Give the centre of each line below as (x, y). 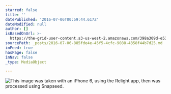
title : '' (16, 15)
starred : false (21, 10)
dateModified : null (26, 24)
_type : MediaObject (26, 62)
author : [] (17, 29)
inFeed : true (19, 48)
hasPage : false (21, 52)
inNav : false (19, 57)
